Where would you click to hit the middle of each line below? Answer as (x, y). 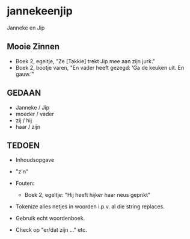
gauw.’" (25, 74)
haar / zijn (28, 126)
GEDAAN (24, 93)
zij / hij (24, 120)
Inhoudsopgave (35, 160)
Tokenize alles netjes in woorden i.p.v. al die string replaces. (90, 206)
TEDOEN (23, 145)
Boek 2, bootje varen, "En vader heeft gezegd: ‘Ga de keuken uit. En (100, 67)
